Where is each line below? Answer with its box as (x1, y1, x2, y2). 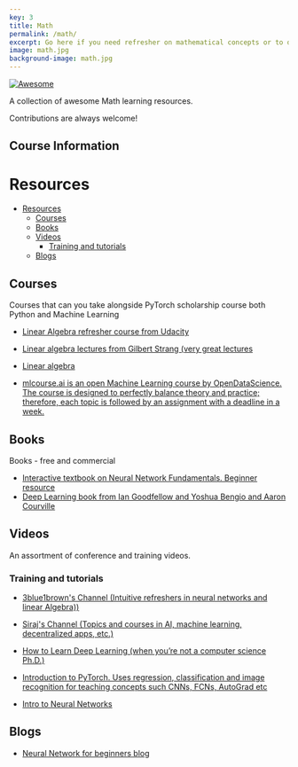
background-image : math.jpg (9, 54, 114, 63)
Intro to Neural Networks (21, 699, 113, 709)
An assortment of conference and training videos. (9, 550, 191, 560)
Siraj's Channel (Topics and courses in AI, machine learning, (21, 619, 242, 630)
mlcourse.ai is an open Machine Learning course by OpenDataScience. (21, 378, 282, 388)
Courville (21, 500, 56, 511)
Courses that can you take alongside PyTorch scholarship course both (9, 300, 266, 310)
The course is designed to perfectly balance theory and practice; (21, 387, 260, 398)
